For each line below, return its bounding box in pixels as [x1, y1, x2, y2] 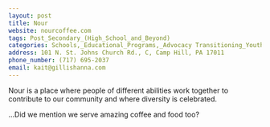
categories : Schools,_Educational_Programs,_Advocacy [8, 42, 193, 50]
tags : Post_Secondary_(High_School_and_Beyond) [8, 34, 171, 42]
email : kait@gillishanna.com [8, 64, 106, 72]
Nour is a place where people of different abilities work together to [8, 85, 229, 95]
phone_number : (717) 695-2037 [8, 57, 110, 65]
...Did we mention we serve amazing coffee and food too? [8, 109, 199, 119]
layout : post [8, 11, 52, 20]
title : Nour [8, 19, 48, 27]
